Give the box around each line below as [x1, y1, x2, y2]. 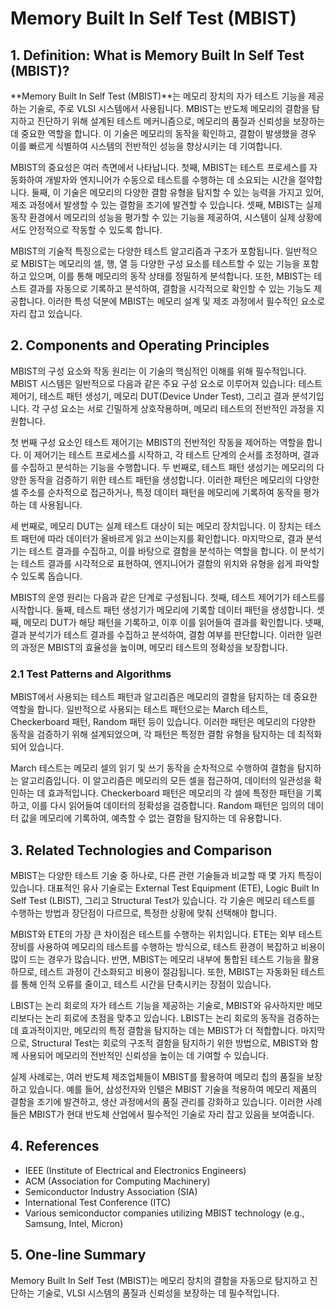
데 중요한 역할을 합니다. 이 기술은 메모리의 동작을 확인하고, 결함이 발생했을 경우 [10, 128, 317, 139]
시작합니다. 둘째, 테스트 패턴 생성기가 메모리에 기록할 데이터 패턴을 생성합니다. [10, 603, 315, 616]
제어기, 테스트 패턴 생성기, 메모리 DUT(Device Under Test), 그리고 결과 [10, 390, 290, 402]
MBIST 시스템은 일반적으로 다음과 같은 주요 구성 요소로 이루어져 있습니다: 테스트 [10, 377, 323, 389]
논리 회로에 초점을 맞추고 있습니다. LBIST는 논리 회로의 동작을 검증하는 [44, 1012, 320, 1024]
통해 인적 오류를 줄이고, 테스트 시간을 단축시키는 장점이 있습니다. [20, 978, 272, 990]
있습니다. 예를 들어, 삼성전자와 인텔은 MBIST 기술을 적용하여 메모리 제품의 [28, 1083, 318, 1095]
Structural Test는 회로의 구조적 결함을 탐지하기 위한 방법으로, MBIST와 [31, 1037, 308, 1049]
